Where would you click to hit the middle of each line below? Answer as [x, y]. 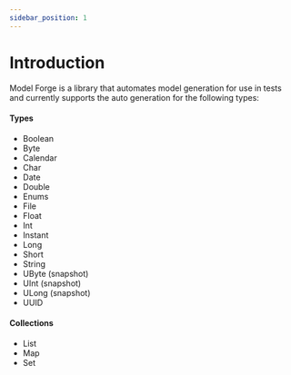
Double [36, 186]
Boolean [38, 138]
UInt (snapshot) [52, 283]
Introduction [57, 62]
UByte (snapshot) [55, 273]
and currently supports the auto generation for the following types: [134, 97]
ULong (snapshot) [56, 292]
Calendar [40, 158]
